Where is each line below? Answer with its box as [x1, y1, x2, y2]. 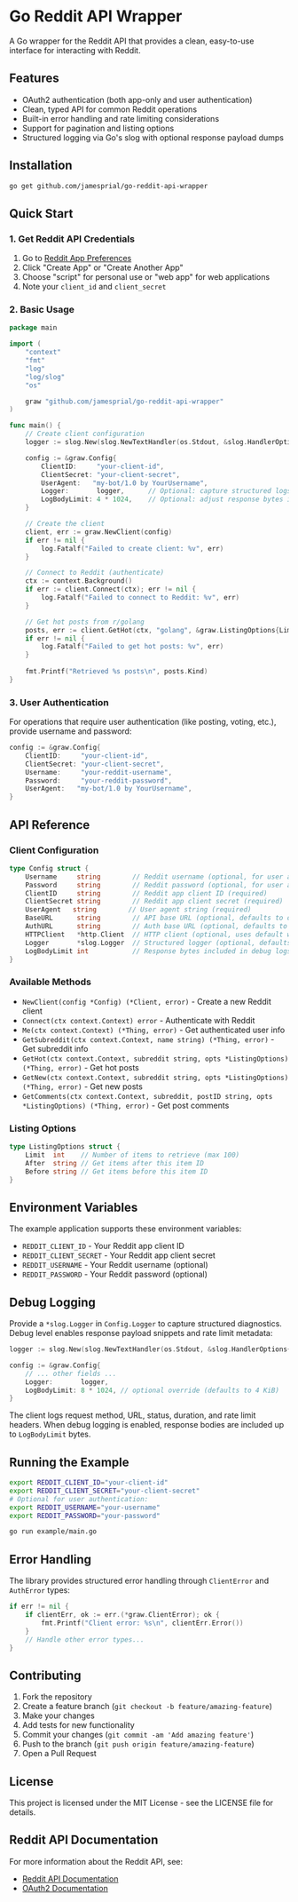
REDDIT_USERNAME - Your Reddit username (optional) [21, 1260, 208, 1270]
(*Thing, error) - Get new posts [21, 1081, 144, 1092]
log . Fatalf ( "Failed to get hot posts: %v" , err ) [41, 642, 224, 651]
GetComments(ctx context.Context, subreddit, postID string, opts [21, 1092, 273, 1101]
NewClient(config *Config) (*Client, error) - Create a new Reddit [21, 996, 272, 1007]
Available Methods [9, 975, 91, 988]
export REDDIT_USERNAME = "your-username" [9, 1503, 161, 1512]
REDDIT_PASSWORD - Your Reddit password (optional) [21, 1269, 208, 1280]
